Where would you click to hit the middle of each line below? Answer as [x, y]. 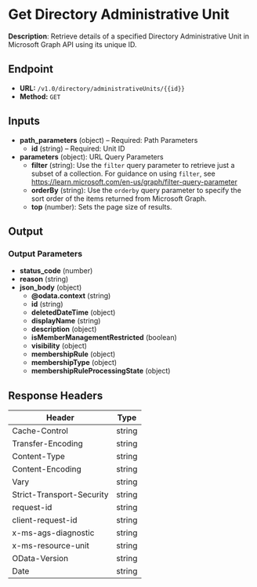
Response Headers [56, 395]
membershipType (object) [74, 363]
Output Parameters [45, 253]
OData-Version [40, 559]
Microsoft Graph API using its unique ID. [72, 44]
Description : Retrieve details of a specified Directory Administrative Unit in [128, 36]
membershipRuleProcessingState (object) [101, 371]
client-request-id [45, 520]
